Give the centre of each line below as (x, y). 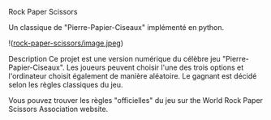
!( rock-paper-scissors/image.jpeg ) (66, 43)
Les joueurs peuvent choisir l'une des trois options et (155, 67)
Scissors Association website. (58, 109)
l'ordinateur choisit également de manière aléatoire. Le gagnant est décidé (133, 76)
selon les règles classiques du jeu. (66, 85)
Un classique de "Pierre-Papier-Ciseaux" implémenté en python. (116, 27)
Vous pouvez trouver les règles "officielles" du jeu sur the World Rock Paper (136, 100)
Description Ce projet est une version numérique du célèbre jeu (114, 59)
